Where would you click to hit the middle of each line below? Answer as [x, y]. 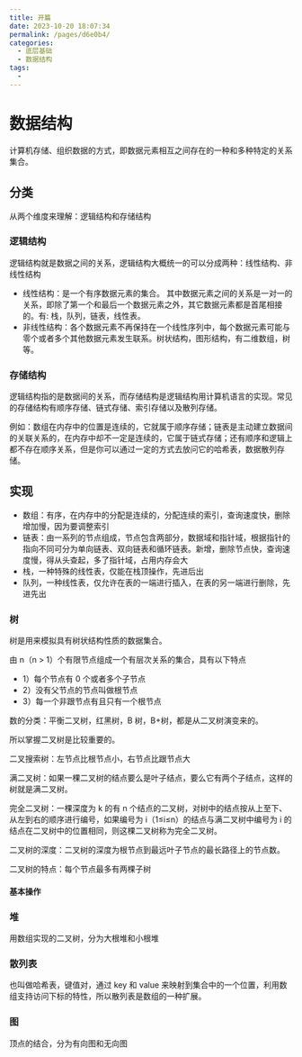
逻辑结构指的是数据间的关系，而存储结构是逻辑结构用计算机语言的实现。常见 [151, 396]
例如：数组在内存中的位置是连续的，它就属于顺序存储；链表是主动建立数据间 [151, 427]
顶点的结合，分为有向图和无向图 [68, 1043]
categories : [31, 43]
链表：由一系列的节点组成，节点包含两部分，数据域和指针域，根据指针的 [156, 538]
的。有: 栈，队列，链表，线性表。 [84, 315]
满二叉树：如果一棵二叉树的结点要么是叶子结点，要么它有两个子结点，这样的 [151, 778]
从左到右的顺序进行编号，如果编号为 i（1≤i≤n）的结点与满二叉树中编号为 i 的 [151, 819]
